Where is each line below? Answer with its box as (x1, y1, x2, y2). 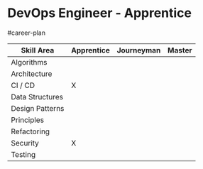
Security (11, 138, 39, 148)
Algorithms (11, 57, 48, 67)
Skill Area (21, 45, 55, 55)
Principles (11, 115, 45, 125)
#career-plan (7, 28, 46, 37)
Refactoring (11, 126, 50, 136)
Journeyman (116, 45, 161, 55)
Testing (11, 149, 36, 159)
